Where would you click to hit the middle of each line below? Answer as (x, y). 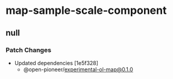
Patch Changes (29, 50)
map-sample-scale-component (86, 11)
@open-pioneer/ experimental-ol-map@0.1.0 (78, 69)
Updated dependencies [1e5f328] (56, 63)
